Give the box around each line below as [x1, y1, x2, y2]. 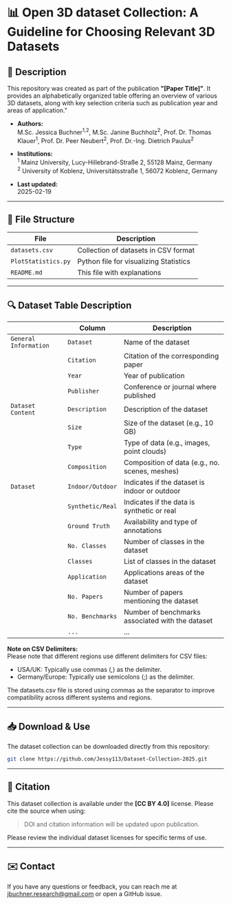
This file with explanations [77, 268, 162, 278]
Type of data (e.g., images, [123, 438, 210, 448]
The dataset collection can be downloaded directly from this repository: [7, 743, 210, 751]
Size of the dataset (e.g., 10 [123, 418, 214, 428]
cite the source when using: [7, 807, 86, 815]
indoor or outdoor [123, 486, 181, 496]
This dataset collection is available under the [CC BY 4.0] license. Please [7, 799, 214, 807]
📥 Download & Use [7, 721, 91, 732]
